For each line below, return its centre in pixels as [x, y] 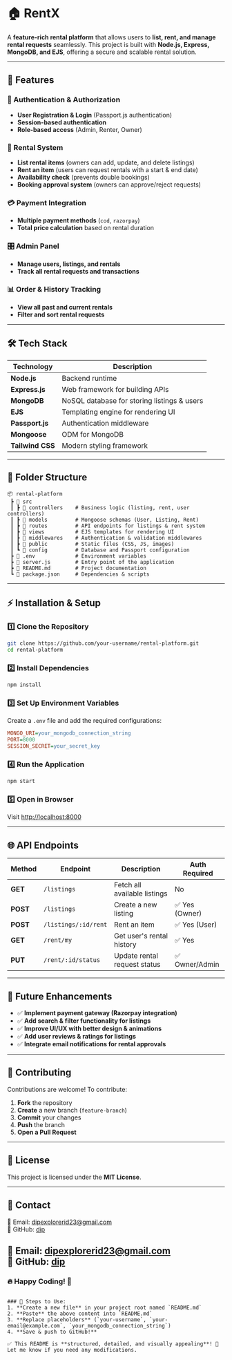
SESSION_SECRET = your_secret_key [54, 746]
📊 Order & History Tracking [54, 290]
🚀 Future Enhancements [60, 996]
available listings [141, 894]
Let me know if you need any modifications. [72, 1350]
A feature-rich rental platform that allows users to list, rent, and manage [112, 37]
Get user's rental [141, 936]
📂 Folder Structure [47, 478]
